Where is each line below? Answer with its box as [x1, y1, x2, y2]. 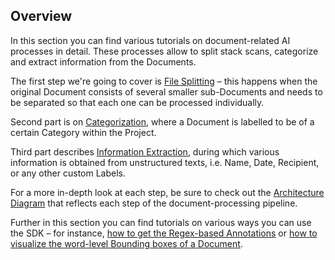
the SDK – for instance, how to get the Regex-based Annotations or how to [10, 227, 318, 239]
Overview [10, 8, 73, 25]
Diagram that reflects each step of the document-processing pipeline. [10, 197, 298, 209]
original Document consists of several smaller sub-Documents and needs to [10, 85, 323, 98]
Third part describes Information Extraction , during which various [10, 145, 280, 158]
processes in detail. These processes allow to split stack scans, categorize [10, 45, 319, 57]
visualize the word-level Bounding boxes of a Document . [10, 237, 243, 249]
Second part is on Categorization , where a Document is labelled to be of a [10, 115, 315, 128]
